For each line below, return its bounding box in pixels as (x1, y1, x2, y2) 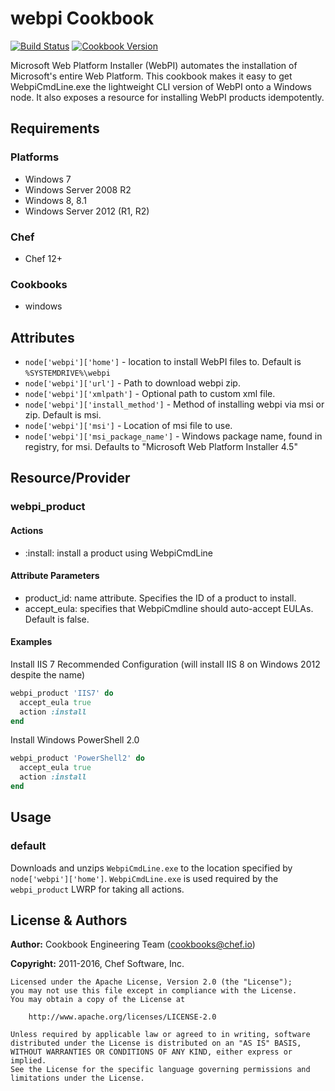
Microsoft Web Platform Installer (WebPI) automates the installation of (10, 59, 298, 71)
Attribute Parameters (10, 570, 100, 582)
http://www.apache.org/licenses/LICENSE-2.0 (28, 1012, 217, 1022)
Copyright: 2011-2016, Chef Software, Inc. (10, 958, 185, 970)
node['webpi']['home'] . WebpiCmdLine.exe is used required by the (10, 872, 279, 884)
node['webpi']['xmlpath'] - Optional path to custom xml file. (24, 388, 276, 400)
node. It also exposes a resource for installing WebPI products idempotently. (10, 91, 325, 103)
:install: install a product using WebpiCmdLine (24, 547, 214, 559)
